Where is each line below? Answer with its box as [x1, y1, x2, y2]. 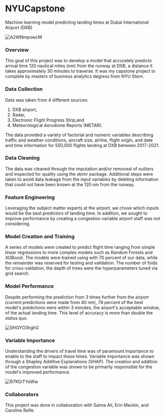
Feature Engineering [5, 193, 55, 200]
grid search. [5, 270, 30, 276]
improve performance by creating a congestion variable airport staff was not [5, 216, 161, 222]
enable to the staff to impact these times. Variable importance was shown [5, 353, 155, 359]
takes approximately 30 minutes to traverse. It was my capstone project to [5, 68, 156, 74]
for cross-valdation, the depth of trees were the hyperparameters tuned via [5, 265, 158, 271]
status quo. [5, 315, 28, 321]
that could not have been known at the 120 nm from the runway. [5, 181, 135, 188]
